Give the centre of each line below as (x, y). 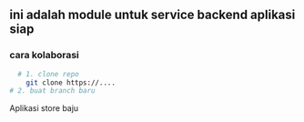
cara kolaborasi (45, 56)
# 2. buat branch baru (52, 91)
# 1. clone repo (48, 74)
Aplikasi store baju (44, 108)
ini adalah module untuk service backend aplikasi (152, 15)
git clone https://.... (71, 82)
